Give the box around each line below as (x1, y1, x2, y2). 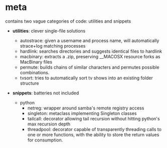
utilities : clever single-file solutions (12, 28, 86, 34)
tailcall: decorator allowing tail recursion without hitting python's (27, 115, 160, 121)
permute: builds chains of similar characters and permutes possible (20, 64, 159, 70)
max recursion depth (27, 121, 71, 127)
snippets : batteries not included (12, 90, 79, 96)
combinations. (20, 69, 50, 75)
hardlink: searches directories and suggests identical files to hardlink (20, 48, 162, 54)
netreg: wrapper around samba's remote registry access (27, 105, 144, 111)
